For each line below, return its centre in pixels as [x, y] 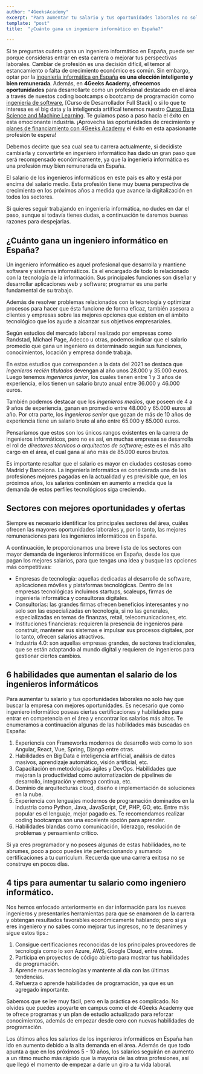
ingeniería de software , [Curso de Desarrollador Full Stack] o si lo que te [96, 103]
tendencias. [30, 977]
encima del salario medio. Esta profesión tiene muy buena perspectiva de [98, 184]
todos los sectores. [30, 197]
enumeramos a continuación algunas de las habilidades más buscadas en [98, 725]
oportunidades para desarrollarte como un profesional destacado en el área [101, 90]
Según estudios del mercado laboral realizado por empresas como [89, 333]
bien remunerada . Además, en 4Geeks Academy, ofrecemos [83, 84]
